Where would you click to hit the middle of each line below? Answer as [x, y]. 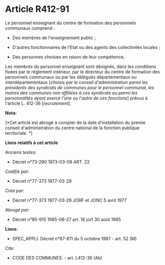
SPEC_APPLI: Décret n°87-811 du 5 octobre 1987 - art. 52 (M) [74, 238]
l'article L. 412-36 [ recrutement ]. [38, 103]
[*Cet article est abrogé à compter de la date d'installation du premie [75, 122]
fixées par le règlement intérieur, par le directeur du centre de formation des [82, 72]
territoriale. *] [19, 133]
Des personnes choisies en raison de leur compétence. [68, 57]
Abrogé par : [17, 210]
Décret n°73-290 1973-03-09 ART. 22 [51, 161]
